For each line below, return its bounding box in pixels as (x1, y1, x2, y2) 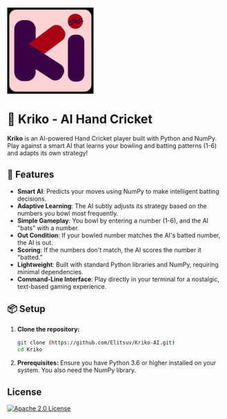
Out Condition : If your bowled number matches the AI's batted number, (17, 231, 221, 239)
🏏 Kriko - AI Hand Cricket (7, 112, 153, 127)
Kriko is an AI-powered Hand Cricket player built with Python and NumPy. (7, 134, 217, 142)
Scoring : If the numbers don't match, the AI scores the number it (17, 245, 201, 254)
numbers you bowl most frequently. (17, 209, 119, 217)
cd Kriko (17, 346, 43, 354)
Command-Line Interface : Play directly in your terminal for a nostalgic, (17, 275, 219, 283)
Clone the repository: (17, 325, 80, 333)
